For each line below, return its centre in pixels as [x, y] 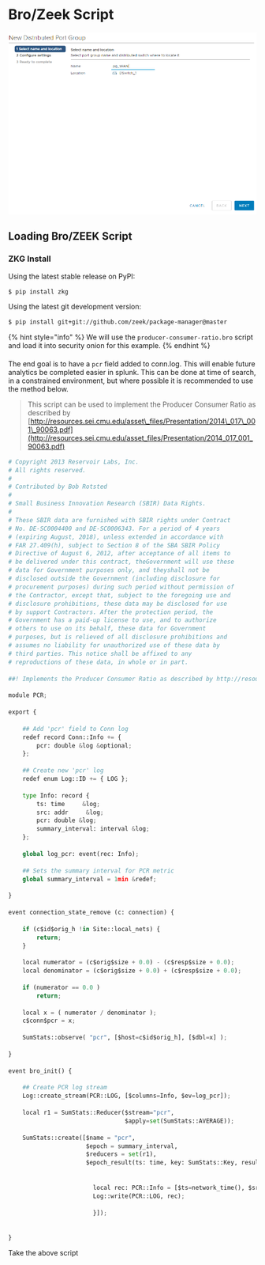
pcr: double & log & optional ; [84, 745]
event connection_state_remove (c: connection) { [91, 913]
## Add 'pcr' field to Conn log [75, 729]
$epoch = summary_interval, [132, 1146]
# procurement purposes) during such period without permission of [121, 587]
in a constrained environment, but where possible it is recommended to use [131, 381]
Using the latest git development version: [75, 307]
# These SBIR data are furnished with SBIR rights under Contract [119, 520]
